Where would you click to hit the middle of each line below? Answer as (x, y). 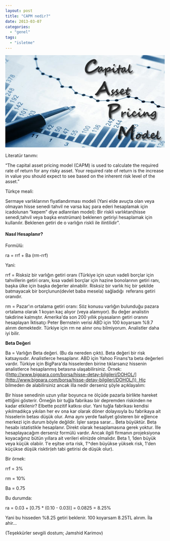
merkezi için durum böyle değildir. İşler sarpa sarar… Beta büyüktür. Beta (81, 422)
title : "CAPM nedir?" (28, 16)
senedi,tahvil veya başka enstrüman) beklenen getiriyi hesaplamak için (79, 217)
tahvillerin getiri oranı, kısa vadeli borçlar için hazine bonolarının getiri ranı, (83, 280)
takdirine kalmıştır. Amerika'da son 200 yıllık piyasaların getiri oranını (77, 317)
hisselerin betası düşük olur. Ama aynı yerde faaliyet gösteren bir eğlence (82, 416)
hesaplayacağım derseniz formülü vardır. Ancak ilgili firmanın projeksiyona (83, 432)
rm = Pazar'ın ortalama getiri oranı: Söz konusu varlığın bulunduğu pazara (82, 306)
